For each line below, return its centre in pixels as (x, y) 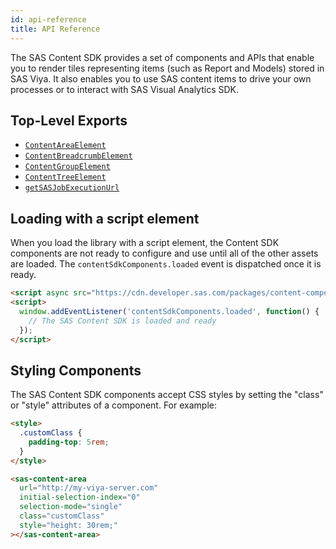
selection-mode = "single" (71, 507)
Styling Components (76, 370)
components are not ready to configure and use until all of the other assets (164, 253)
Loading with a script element (105, 218)
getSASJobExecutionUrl (72, 188)
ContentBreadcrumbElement (78, 156)
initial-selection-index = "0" (80, 497)
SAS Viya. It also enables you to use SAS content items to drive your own (161, 78)
